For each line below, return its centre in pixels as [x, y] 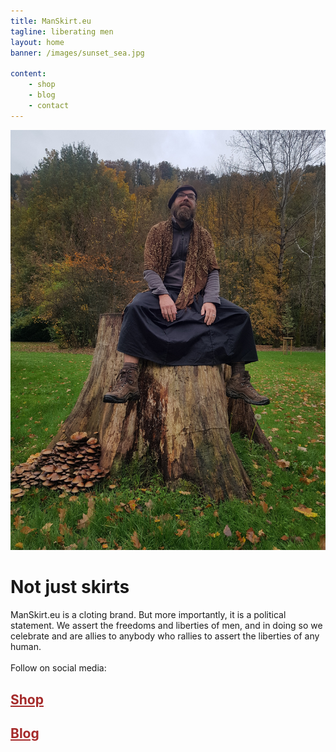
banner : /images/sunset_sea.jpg [77, 53]
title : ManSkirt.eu [51, 21]
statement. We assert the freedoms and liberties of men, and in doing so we [166, 625]
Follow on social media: [58, 667]
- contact [49, 105]
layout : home [37, 42]
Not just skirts [70, 586]
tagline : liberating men [62, 31]
